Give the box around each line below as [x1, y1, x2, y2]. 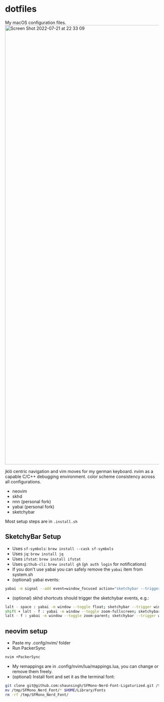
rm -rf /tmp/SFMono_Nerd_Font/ [5, 692, 69, 697]
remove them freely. [12, 668, 53, 674]
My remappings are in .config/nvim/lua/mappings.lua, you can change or [12, 663, 159, 669]
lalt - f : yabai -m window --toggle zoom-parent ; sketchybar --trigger [5, 614, 156, 619]
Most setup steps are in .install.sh [5, 518, 78, 524]
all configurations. [5, 478, 41, 484]
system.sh [12, 571, 33, 577]
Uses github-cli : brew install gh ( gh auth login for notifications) [12, 561, 146, 567]
